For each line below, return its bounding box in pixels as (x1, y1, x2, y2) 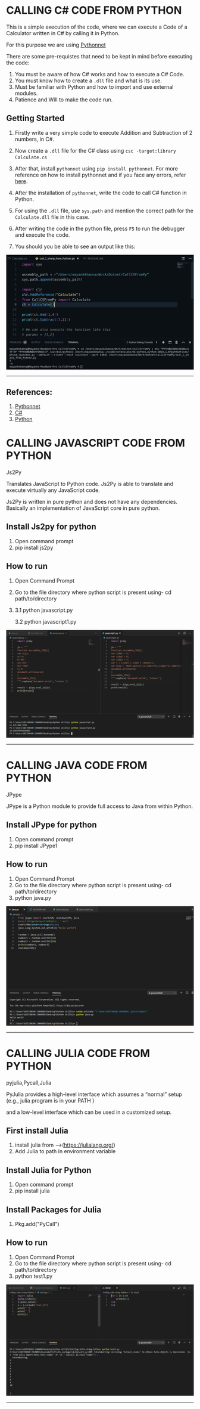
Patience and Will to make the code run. (14, 96, 113, 103)
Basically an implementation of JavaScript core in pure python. (6, 504, 160, 512)
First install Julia (6, 1125, 68, 1136)
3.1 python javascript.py (14, 606, 73, 614)
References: (6, 387, 52, 397)
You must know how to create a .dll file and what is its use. (14, 77, 162, 84)
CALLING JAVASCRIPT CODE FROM (6, 436, 186, 450)
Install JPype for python (6, 820, 97, 830)
